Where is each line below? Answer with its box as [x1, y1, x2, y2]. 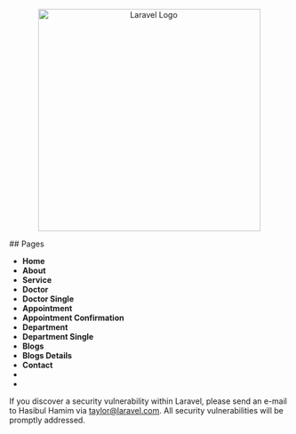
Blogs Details [21, 350, 73, 360]
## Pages [9, 238, 44, 249]
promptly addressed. [9, 414, 86, 425]
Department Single [21, 332, 94, 342]
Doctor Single [21, 293, 74, 304]
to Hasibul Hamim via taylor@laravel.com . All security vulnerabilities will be [9, 406, 284, 415]
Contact [21, 360, 53, 370]
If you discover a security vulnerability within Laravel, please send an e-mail [9, 396, 287, 406]
